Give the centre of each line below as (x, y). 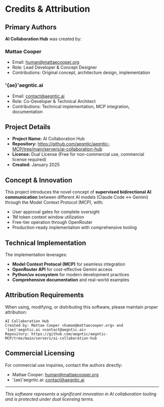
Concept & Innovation (39, 180)
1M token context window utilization (48, 217)
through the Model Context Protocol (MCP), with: (54, 202)
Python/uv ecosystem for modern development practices (71, 275)
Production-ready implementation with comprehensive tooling (74, 227)
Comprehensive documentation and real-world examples (71, 280)
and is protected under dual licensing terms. (50, 399)
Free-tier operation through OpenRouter (52, 222)
